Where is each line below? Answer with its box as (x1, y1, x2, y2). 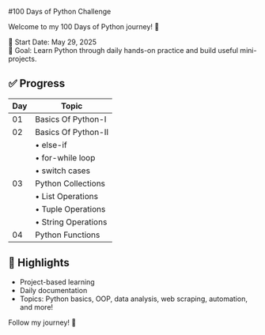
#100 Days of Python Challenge (8, 7, 112, 16)
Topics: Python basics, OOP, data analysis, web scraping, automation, (19, 294, 248, 303)
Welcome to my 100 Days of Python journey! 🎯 (8, 22, 160, 31)
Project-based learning (19, 277, 95, 287)
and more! (19, 302, 54, 311)
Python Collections (35, 178, 105, 189)
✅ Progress (8, 77, 66, 90)
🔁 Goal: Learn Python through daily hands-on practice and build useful (8, 46, 239, 55)
